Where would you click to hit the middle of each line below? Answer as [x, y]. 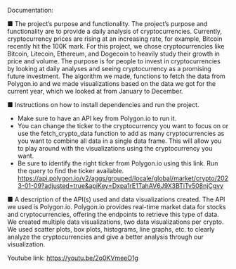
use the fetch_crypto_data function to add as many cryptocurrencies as [121, 133]
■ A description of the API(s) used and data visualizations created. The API [116, 199]
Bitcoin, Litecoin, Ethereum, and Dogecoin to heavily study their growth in [113, 54]
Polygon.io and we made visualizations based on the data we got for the [112, 83]
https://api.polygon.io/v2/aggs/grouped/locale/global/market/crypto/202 [123, 178]
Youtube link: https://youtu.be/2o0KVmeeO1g [73, 258]
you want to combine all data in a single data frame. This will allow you [119, 141]
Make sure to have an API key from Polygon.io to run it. [97, 118]
